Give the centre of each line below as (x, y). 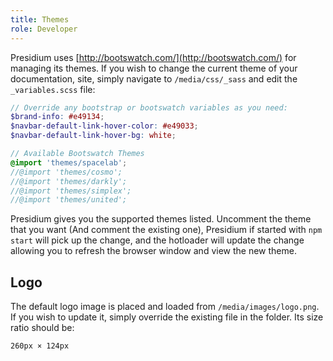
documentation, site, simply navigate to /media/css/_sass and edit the (154, 78)
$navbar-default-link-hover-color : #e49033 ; (104, 126)
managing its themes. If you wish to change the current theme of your (154, 68)
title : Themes (40, 19)
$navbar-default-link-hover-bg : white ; (93, 136)
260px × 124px (40, 346)
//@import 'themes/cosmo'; (66, 172)
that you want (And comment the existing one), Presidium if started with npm (166, 230)
